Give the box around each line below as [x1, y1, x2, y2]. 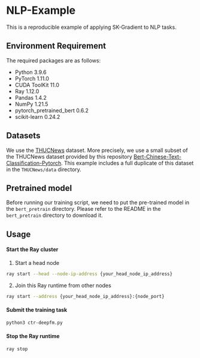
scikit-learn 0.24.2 [14, 113, 60, 120]
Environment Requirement [6, 41, 107, 51]
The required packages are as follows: [6, 56, 101, 64]
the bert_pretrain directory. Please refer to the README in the [6, 205, 161, 213]
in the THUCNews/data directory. [6, 166, 82, 173]
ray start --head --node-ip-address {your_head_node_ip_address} [6, 271, 172, 277]
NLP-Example [6, 4, 76, 17]
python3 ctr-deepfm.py [6, 320, 63, 326]
